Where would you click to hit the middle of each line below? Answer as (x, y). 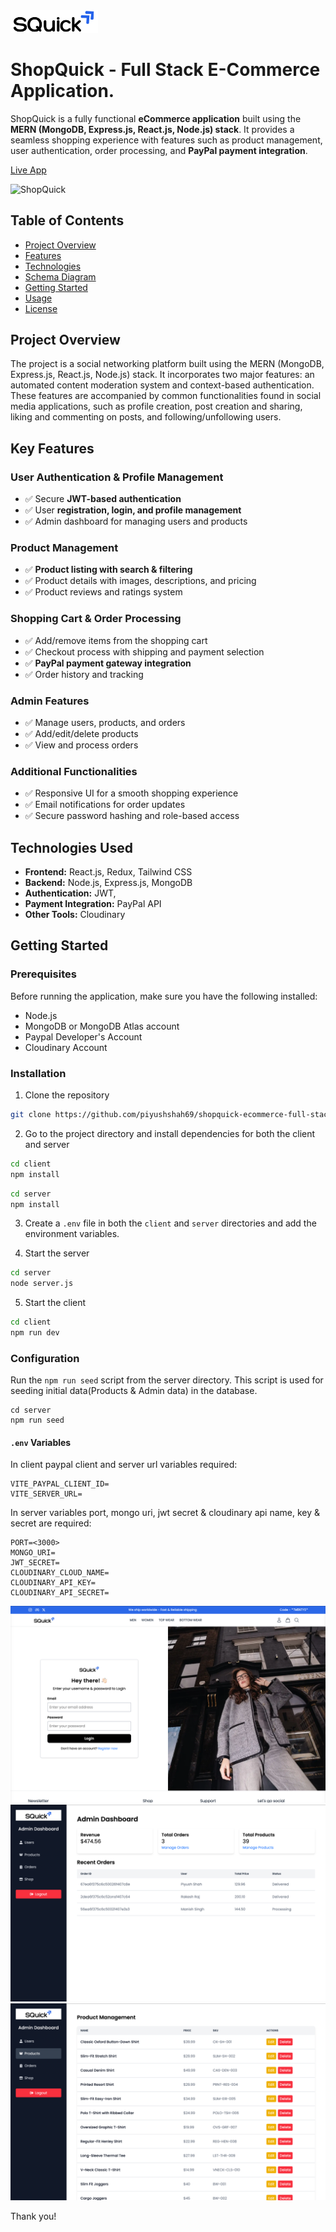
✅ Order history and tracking (84, 674)
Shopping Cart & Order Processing (96, 619)
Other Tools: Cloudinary (75, 915)
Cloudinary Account (66, 1047)
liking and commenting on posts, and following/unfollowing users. (146, 417)
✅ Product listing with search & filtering (108, 570)
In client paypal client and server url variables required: (124, 1465)
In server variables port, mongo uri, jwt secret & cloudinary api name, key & (165, 1513)
